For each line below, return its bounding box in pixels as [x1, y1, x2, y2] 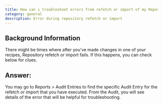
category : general [5, 12, 42, 16]
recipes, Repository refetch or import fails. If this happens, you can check [5, 52, 152, 58]
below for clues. [5, 57, 37, 63]
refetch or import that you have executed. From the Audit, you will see [5, 89, 145, 95]
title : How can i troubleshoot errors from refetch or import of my [5, 7, 147, 12]
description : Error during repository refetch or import [5, 16, 123, 21]
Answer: [5, 71, 32, 79]
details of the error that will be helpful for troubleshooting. [5, 94, 121, 100]
